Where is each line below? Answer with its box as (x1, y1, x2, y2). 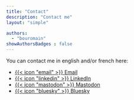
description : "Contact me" (6, 14, 73, 20)
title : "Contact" (6, 8, 49, 15)
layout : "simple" (6, 19, 49, 25)
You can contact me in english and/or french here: (6, 57, 129, 64)
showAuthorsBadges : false (6, 41, 73, 47)
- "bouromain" (11, 36, 46, 42)
